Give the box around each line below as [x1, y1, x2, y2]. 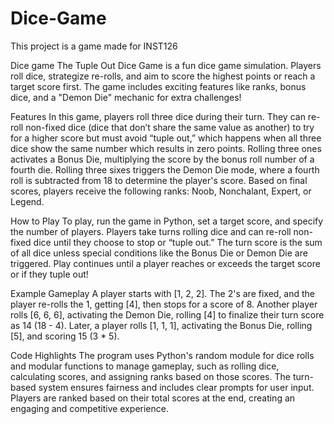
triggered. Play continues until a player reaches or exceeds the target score [10, 257, 321, 269]
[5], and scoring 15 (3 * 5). [10, 330, 120, 342]
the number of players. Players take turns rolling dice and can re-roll [10, 225, 292, 237]
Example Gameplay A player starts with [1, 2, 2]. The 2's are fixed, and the [10, 287, 316, 299]
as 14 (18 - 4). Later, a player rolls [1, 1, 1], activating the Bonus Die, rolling [10, 319, 313, 331]
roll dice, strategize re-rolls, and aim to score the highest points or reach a [10, 70, 316, 82]
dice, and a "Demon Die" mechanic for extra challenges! [10, 91, 242, 103]
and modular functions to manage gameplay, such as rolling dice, [10, 360, 280, 372]
